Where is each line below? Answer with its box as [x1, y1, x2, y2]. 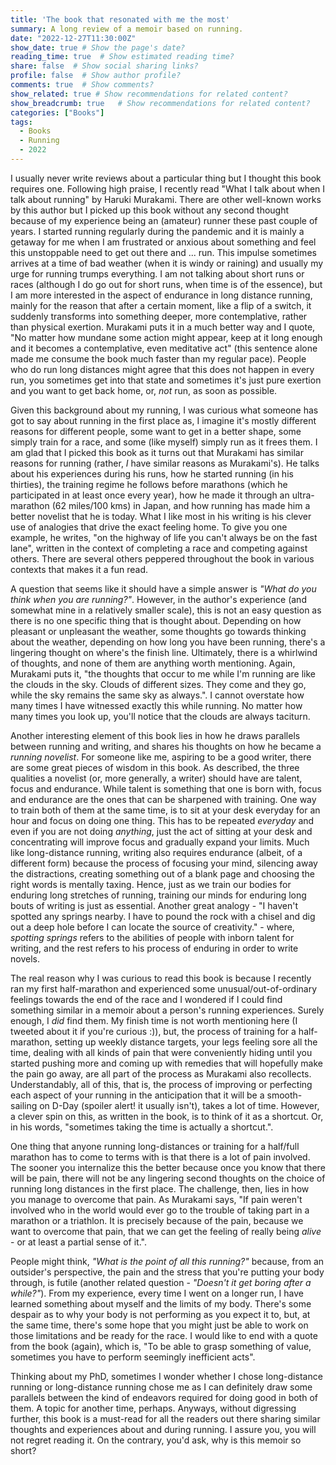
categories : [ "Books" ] [10, 107, 105, 118]
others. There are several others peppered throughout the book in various [10, 552, 315, 565]
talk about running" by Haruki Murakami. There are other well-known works [10, 193, 322, 205]
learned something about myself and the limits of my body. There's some [10, 1297, 312, 1310]
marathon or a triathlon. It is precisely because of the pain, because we [10, 1214, 304, 1226]
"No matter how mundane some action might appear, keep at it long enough [10, 331, 323, 343]
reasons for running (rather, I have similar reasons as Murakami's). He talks [10, 457, 320, 469]
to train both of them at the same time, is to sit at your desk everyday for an [10, 804, 321, 816]
